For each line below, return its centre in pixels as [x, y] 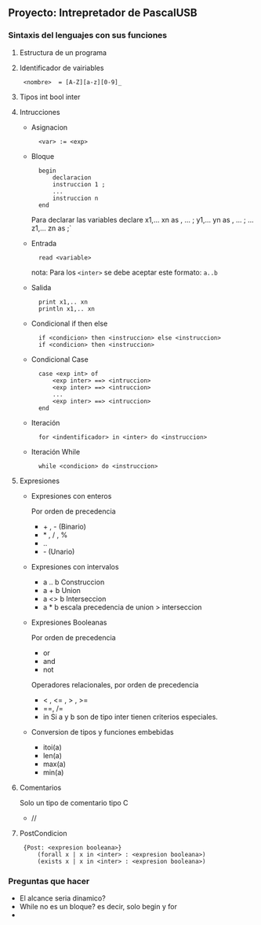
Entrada [44, 243]
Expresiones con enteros [71, 496]
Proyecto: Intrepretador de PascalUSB [103, 13]
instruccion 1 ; [79, 184]
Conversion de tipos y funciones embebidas [102, 732]
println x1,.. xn [67, 309]
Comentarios [40, 787]
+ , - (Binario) [64, 526]
